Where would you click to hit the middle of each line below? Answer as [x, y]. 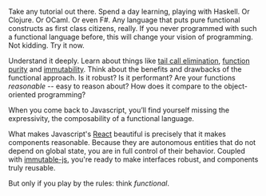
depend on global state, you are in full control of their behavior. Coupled [127, 151]
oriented [22, 94]
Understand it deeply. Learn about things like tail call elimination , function [129, 61]
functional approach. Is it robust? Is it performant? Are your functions [122, 78]
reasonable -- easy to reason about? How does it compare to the [115, 86]
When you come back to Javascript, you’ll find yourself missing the [119, 110]
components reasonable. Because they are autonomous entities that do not [132, 142]
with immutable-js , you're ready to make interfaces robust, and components [133, 159]
